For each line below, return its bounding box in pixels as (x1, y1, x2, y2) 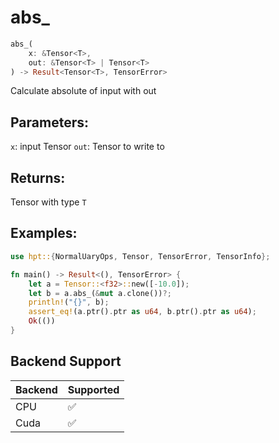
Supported (67, 382, 120, 396)
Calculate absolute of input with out (10, 85, 157, 97)
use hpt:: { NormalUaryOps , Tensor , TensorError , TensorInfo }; (10, 251, 271, 261)
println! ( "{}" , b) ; (28, 297, 110, 308)
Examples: (10, 225, 78, 242)
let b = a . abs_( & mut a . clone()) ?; (28, 288, 172, 298)
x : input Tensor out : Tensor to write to (10, 141, 165, 153)
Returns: (10, 169, 66, 186)
